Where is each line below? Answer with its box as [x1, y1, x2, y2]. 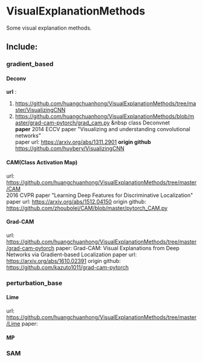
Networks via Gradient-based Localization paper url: [6, 251, 137, 258]
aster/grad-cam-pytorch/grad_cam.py [14, 119, 110, 126]
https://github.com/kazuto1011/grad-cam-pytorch [6, 263, 129, 271]
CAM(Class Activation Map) [6, 159, 78, 166]
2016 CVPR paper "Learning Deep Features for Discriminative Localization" [6, 192, 193, 199]
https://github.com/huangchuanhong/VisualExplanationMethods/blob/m [14, 113, 195, 120]
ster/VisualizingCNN [14, 106, 66, 114]
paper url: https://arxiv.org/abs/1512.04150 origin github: [6, 198, 147, 205]
